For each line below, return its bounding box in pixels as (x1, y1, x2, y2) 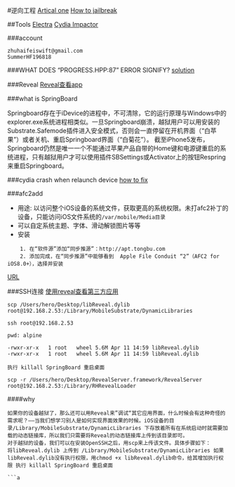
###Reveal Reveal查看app (7, 80, 83, 89)
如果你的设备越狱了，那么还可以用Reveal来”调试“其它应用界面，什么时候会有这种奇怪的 (7, 410, 226, 417)
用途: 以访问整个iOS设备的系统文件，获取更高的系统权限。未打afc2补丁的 (17, 204, 229, 212)
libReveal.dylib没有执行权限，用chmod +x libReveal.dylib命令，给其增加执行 (7, 455, 219, 462)
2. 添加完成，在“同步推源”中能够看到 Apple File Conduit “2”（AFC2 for (20, 253, 220, 260)
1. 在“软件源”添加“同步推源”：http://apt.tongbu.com (20, 245, 166, 252)
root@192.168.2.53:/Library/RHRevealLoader (7, 382, 137, 389)
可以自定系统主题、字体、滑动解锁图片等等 (17, 221, 141, 230)
